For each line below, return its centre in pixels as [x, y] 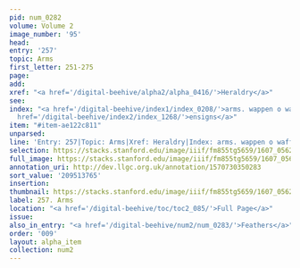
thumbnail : [29, 192]
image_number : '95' [46, 34]
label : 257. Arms [42, 201]
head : [19, 42]
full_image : [31, 159]
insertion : [29, 184]
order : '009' [33, 233]
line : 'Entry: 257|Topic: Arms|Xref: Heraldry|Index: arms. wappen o [142, 142]
